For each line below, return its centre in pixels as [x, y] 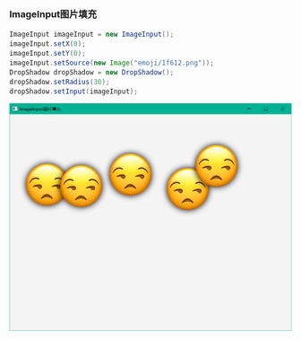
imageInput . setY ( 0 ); [48, 54]
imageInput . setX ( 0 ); [48, 44]
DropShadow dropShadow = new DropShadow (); [92, 72]
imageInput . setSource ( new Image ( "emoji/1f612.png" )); [112, 63]
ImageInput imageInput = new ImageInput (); [92, 35]
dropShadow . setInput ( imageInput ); [74, 92]
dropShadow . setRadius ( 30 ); [60, 82]
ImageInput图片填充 [53, 13]
